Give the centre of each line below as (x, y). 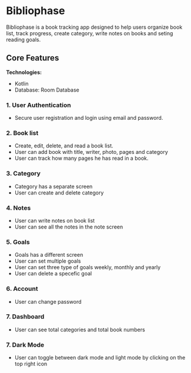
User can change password (48, 301)
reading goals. (24, 39)
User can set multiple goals (48, 261)
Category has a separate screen (53, 186)
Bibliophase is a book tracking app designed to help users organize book (94, 27)
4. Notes (19, 208)
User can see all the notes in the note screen (69, 227)
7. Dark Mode (25, 345)
